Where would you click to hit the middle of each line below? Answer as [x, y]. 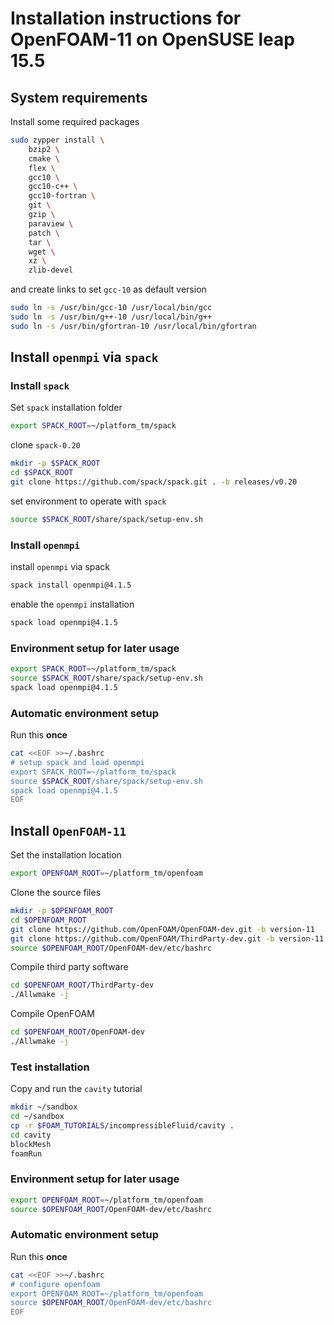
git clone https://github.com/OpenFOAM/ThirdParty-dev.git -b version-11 [167, 938]
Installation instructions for [126, 18]
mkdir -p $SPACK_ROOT [55, 463]
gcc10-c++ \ [53, 187]
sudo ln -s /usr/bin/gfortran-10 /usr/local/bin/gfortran [133, 326]
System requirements [79, 97]
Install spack [40, 386]
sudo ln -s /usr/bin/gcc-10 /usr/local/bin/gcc [111, 308]
